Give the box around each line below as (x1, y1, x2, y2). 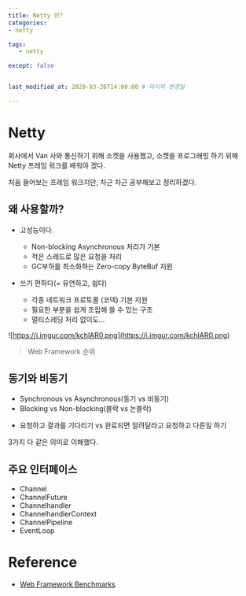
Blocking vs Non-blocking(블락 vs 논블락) (19, 404, 152, 413)
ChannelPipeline (19, 517, 73, 528)
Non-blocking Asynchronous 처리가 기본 (31, 242, 160, 251)
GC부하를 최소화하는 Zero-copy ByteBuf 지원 (31, 261, 173, 271)
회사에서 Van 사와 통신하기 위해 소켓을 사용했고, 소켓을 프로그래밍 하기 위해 (8, 150, 238, 160)
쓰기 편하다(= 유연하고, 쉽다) (19, 278, 108, 287)
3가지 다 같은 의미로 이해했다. (8, 438, 98, 447)
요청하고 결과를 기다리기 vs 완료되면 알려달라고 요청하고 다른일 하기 (19, 420, 227, 430)
